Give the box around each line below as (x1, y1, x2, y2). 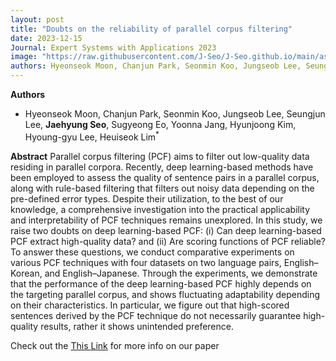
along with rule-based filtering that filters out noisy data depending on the (10, 182, 315, 194)
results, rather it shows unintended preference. (40, 320, 234, 332)
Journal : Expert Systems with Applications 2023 (10, 42, 217, 53)
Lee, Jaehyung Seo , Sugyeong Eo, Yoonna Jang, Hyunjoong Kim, (24, 119, 297, 130)
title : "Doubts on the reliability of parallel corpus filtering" (10, 24, 293, 34)
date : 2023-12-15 (10, 33, 83, 43)
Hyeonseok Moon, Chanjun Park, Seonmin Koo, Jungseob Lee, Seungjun (24, 108, 326, 120)
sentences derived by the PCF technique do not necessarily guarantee (10, 309, 302, 321)
